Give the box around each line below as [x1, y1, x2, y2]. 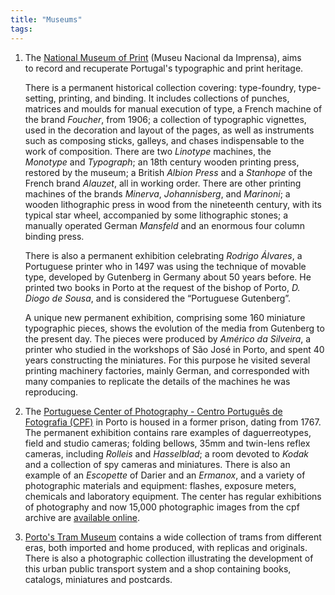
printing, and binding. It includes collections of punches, [58, 92, 290, 104]
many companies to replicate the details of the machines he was [24, 375, 291, 387]
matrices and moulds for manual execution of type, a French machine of [24, 102, 323, 115]
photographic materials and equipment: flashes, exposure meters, [24, 479, 297, 491]
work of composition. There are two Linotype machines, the [24, 145, 272, 157]
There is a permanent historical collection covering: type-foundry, [24, 81, 297, 93]
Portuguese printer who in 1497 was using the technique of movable [24, 260, 307, 272]
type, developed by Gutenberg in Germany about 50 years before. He [24, 271, 312, 283]
